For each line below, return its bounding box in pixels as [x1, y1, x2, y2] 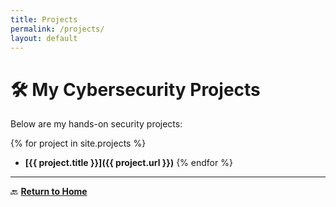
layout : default [10, 33, 78, 43]
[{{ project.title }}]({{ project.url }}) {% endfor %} [24, 157, 233, 169]
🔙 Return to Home [10, 186, 88, 198]
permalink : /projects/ [10, 24, 105, 34]
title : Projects [10, 14, 78, 25]
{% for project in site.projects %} [10, 137, 147, 150]
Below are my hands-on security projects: [10, 118, 183, 130]
